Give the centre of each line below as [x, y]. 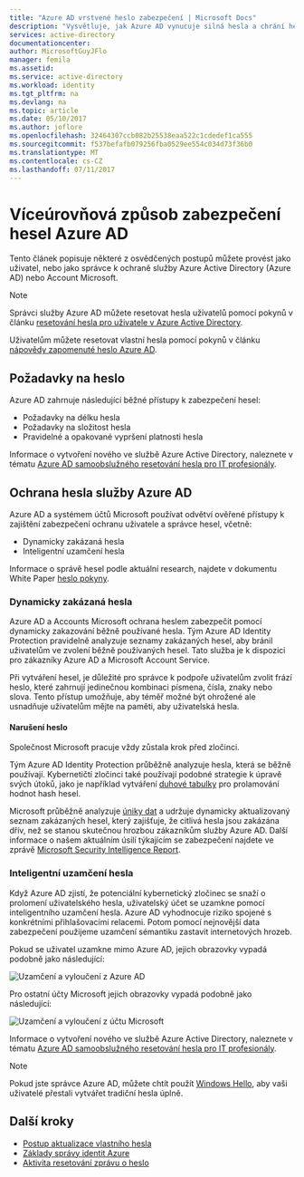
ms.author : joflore [46, 128]
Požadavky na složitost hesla [76, 428]
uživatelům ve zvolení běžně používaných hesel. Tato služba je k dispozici [147, 651]
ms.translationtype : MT [54, 152]
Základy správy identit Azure [76, 1153]
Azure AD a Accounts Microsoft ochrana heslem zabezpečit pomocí [136, 622]
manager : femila [40, 60]
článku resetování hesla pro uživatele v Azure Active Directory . [126, 323]
